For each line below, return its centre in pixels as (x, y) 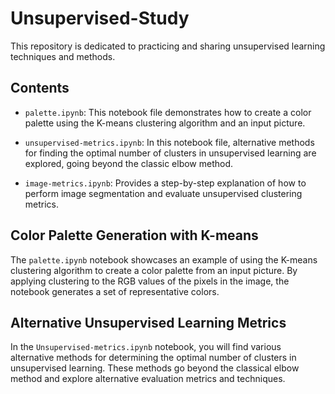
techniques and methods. (63, 56)
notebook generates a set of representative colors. (115, 291)
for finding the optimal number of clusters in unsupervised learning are (170, 153)
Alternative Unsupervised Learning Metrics (148, 322)
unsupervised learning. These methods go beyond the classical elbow (155, 368)
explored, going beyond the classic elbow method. (129, 163)
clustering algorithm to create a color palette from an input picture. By (154, 270)
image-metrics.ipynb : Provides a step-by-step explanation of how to (165, 183)
